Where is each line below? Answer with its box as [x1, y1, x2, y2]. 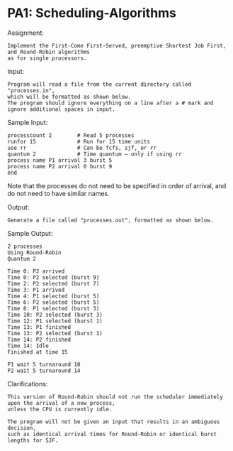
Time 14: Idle [7, 342, 50, 349]
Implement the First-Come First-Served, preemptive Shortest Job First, [7, 42, 227, 49]
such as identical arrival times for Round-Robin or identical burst [7, 430, 217, 438]
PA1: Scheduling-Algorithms [7, 5, 177, 21]
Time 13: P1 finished [7, 323, 72, 331]
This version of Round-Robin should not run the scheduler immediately [7, 393, 223, 401]
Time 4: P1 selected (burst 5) [7, 293, 100, 300]
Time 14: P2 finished [7, 336, 72, 343]
